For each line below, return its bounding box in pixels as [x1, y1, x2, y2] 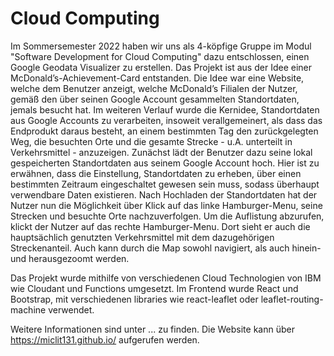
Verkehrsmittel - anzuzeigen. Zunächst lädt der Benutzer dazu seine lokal [10, 146, 313, 158]
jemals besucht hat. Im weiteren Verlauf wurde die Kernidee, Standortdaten [10, 103, 320, 116]
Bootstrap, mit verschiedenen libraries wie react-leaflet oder [10, 293, 259, 305]
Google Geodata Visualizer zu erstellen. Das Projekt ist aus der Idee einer [10, 61, 312, 73]
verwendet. [48, 303, 95, 316]
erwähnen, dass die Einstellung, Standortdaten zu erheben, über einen [10, 167, 302, 179]
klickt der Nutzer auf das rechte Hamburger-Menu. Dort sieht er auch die [10, 220, 311, 232]
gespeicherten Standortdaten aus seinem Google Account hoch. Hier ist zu [10, 157, 320, 169]
